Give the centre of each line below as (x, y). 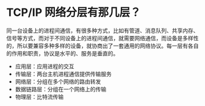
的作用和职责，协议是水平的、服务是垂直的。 (63, 53)
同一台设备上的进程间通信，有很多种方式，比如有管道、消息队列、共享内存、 (103, 30)
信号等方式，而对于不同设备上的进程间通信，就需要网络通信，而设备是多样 (100, 38)
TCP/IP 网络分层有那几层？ (74, 12)
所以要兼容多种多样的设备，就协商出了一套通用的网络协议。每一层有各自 (108, 46)
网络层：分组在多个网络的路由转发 (58, 81)
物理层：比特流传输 (39, 97)
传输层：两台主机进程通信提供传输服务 (63, 74)
